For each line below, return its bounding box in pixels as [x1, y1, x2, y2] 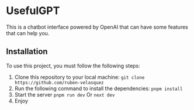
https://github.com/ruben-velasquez [14, 80, 104, 85]
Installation [6, 47, 48, 57]
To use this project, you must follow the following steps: [6, 62, 140, 69]
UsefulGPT [6, 4, 60, 18]
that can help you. [6, 29, 50, 36]
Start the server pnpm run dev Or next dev [14, 91, 115, 98]
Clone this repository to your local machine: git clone [14, 73, 145, 80]
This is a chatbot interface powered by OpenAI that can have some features [6, 23, 188, 30]
